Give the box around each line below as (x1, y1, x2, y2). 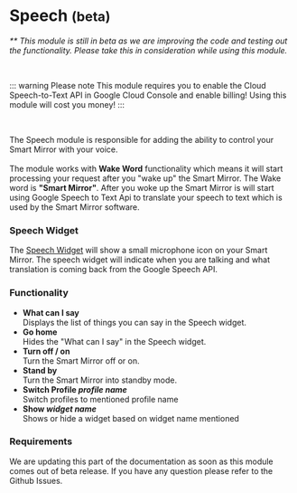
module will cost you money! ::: (9, 99, 125, 109)
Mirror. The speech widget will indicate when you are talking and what (9, 254, 271, 265)
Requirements (9, 435, 73, 448)
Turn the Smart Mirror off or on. (22, 355, 140, 366)
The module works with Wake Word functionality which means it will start (9, 163, 283, 174)
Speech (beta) (9, 5, 111, 26)
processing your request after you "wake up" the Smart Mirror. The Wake (9, 173, 282, 184)
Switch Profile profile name (22, 384, 128, 394)
